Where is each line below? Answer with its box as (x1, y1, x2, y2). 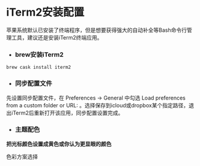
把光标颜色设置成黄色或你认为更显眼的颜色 (6, 140, 112, 147)
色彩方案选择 (6, 153, 38, 160)
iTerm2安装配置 (6, 5, 85, 19)
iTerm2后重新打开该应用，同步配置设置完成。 (11, 109, 124, 116)
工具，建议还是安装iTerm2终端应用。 (11, 34, 103, 41)
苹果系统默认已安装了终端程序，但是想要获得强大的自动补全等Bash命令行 (6, 26, 187, 34)
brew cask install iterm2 (6, 64, 71, 71)
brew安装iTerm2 (14, 50, 64, 59)
